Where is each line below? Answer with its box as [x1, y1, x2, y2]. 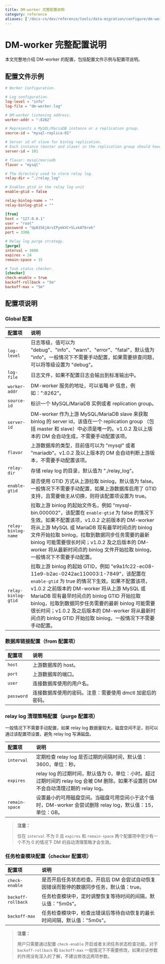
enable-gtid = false [5, 189, 48, 194]
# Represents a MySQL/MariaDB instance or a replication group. [5, 126, 139, 131]
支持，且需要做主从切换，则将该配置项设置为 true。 [30, 492, 150, 499]
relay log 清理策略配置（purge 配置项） [5, 712, 98, 719]
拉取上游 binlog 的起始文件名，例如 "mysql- [30, 502, 133, 509]
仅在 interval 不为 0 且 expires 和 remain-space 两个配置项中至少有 [17, 833, 154, 839]
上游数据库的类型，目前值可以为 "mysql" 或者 [30, 442, 136, 449]
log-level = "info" [5, 99, 45, 104]
